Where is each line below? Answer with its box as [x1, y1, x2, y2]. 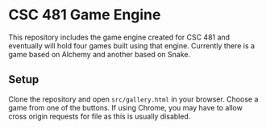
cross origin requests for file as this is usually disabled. [8, 111, 191, 121]
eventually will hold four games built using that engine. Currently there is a [8, 40, 256, 50]
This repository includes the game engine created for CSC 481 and [8, 32, 231, 42]
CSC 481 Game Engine [8, 6, 161, 24]
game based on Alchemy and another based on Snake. [8, 49, 191, 59]
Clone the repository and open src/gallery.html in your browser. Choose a [8, 94, 259, 104]
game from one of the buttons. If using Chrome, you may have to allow [8, 102, 243, 112]
